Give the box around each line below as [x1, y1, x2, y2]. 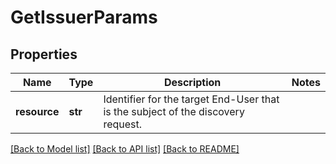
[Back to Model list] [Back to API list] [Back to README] [10, 143, 240, 155]
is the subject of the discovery [103, 105, 245, 118]
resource [15, 105, 60, 118]
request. [103, 117, 143, 131]
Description [163, 76, 222, 89]
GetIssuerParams [10, 6, 158, 29]
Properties [10, 46, 78, 63]
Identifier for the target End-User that [103, 92, 280, 106]
